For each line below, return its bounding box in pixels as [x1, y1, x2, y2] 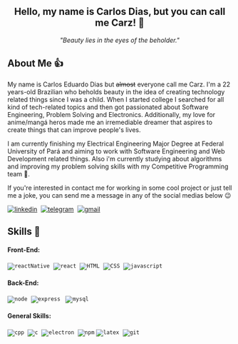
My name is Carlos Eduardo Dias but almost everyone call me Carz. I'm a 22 [7, 80, 231, 88]
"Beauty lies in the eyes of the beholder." [59, 36, 180, 44]
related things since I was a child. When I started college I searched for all [7, 95, 224, 103]
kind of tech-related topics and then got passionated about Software [7, 103, 209, 111]
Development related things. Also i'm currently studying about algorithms [7, 154, 222, 163]
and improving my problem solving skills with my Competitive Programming [7, 162, 229, 171]
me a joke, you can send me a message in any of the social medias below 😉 [7, 191, 232, 199]
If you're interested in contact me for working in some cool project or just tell [7, 183, 232, 192]
